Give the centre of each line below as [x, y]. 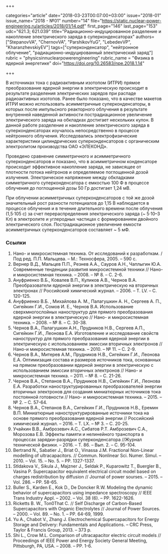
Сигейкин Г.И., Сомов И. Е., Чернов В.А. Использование [73, 307]
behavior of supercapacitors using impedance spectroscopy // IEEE [82, 493]
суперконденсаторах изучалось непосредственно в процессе [72, 130]
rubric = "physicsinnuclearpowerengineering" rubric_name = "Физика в [80, 58]
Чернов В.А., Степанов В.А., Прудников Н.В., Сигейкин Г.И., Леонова [86, 381]
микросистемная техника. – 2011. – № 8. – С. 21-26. [67, 376]
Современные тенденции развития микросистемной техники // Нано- [88, 269]
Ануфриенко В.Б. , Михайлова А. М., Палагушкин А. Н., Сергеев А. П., [87, 301]
